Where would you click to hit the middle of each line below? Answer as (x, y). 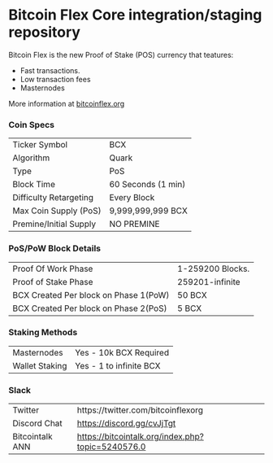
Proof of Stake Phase (53, 282)
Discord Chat (37, 423)
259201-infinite (209, 282)
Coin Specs (32, 124)
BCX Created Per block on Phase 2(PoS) (90, 308)
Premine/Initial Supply (54, 224)
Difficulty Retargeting (53, 198)
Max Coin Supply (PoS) (57, 211)
